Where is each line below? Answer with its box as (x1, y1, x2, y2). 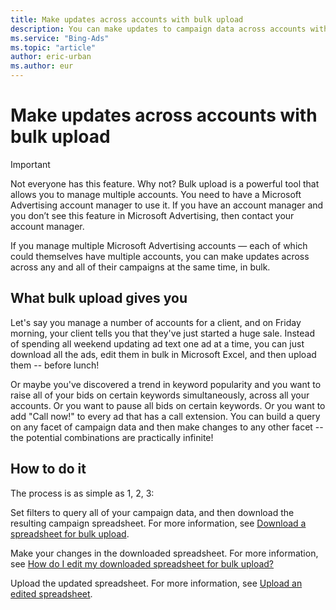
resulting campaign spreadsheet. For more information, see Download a (10, 517, 307, 529)
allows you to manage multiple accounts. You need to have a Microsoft (10, 188, 302, 200)
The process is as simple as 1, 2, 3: (10, 487, 155, 499)
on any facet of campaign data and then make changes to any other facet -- (10, 421, 324, 433)
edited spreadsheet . (10, 587, 93, 600)
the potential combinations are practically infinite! (10, 431, 214, 443)
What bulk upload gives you (10, 290, 188, 307)
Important (10, 158, 51, 170)
